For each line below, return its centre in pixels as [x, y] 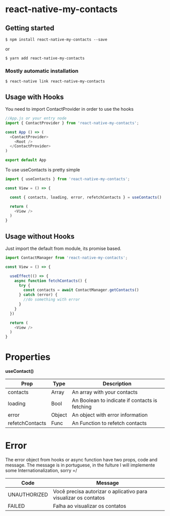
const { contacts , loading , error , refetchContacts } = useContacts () [86, 197]
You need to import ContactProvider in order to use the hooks [70, 109]
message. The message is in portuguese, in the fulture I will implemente [80, 465]
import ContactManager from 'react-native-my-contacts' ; [67, 258]
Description [117, 384]
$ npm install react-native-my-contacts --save [56, 39]
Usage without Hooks [40, 236]
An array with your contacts [105, 392]
